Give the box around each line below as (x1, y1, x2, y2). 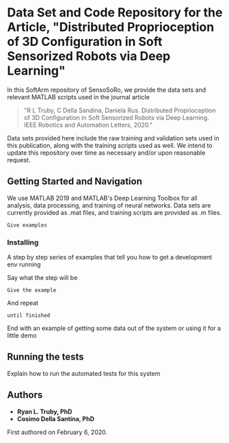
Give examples (7, 221, 48, 229)
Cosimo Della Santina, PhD (16, 414, 94, 422)
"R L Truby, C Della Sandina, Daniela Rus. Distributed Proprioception (23, 106, 216, 114)
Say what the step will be (7, 274, 78, 282)
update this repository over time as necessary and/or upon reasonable (7, 149, 206, 157)
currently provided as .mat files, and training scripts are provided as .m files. (7, 208, 222, 216)
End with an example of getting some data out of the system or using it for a (7, 324, 221, 333)
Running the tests (7, 351, 84, 363)
